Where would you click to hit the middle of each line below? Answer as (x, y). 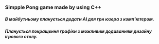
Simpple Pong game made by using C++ (53, 7)
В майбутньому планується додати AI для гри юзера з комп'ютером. (80, 19)
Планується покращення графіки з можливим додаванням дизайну (79, 31)
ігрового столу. (21, 36)
